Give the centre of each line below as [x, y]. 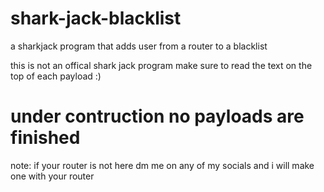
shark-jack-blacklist [96, 18]
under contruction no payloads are [157, 116]
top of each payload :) [56, 76]
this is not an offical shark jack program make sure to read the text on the [161, 65]
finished [45, 138]
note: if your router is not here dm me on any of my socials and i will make [162, 165]
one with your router [52, 176]
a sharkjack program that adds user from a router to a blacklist [139, 46]
